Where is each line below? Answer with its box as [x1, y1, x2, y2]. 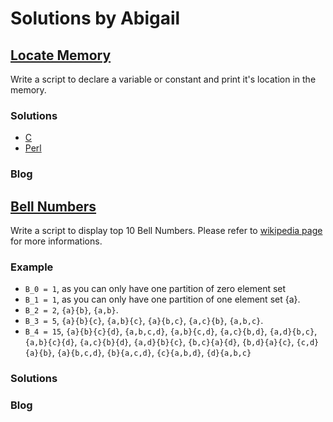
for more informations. [10, 235, 103, 247]
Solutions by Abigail [10, 7, 181, 30]
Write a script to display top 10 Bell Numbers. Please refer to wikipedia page [10, 225, 323, 237]
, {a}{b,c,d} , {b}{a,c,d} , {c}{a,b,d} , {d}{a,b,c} [51, 347, 252, 359]
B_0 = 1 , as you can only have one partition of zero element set [24, 283, 287, 295]
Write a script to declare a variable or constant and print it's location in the [10, 73, 317, 85]
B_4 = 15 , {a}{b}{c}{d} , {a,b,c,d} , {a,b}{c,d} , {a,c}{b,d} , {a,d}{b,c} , [24, 325, 318, 337]
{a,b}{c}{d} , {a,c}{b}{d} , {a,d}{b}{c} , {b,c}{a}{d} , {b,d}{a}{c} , [24, 336, 295, 348]
